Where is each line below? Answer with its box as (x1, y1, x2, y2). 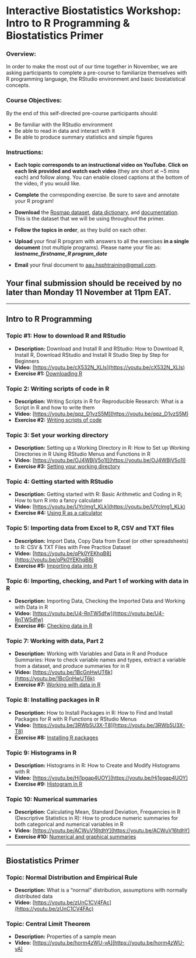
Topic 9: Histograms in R (6, 749, 77, 757)
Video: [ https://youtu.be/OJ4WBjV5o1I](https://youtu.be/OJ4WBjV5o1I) (14, 457, 186, 464)
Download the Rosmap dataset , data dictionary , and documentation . (14, 209, 179, 216)
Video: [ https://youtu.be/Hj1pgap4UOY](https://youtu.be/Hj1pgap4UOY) (14, 774, 188, 781)
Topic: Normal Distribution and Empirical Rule (6, 873, 138, 881)
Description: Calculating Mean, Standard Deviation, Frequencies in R (14, 808, 181, 815)
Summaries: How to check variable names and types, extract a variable (14, 656, 186, 663)
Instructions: (6, 148, 44, 156)
